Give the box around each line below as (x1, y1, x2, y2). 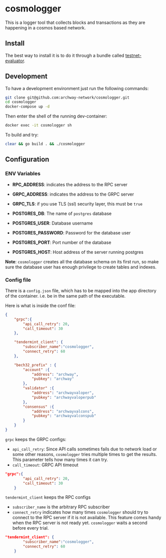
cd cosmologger (5, 100, 37, 105)
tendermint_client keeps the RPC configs (5, 494, 91, 500)
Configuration (5, 155, 50, 164)
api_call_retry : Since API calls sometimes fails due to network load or (12, 446, 157, 452)
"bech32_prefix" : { (14, 362, 56, 367)
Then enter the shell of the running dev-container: (5, 113, 108, 119)
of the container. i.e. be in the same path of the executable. (5, 293, 126, 299)
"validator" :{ (23, 386, 55, 391)
